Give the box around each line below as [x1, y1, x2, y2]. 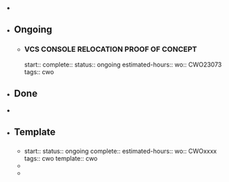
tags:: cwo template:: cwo [24, 154, 99, 163]
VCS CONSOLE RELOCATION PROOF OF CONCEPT [24, 44, 198, 54]
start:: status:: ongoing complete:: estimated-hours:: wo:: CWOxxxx [24, 147, 217, 155]
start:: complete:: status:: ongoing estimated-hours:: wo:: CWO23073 [24, 60, 222, 69]
